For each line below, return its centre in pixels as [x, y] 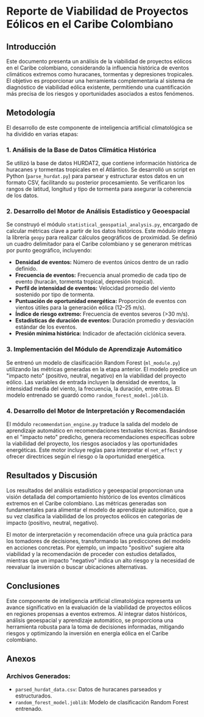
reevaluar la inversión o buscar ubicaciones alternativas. [77, 567]
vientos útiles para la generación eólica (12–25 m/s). [80, 308]
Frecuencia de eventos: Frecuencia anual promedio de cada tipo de [101, 275]
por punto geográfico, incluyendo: [49, 251]
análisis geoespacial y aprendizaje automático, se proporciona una [90, 620]
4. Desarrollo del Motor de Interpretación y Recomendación [96, 411]
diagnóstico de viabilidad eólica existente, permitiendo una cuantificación [98, 87]
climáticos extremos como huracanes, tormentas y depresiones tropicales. [100, 74]
